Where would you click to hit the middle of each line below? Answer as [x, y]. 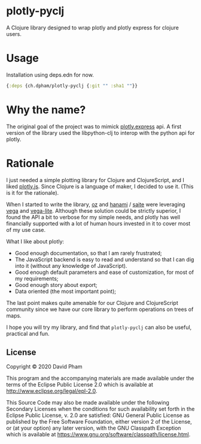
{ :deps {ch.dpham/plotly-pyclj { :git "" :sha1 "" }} [72, 86]
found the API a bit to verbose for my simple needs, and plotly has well [93, 217]
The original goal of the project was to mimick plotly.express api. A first [94, 126]
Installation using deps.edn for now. [50, 75]
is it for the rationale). [33, 192]
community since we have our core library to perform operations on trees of [100, 309]
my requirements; [36, 278]
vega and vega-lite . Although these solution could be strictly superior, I [94, 210]
